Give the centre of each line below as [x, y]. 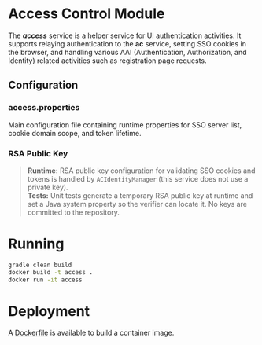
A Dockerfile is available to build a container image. [91, 333]
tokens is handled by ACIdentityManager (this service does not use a [138, 178]
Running [36, 244]
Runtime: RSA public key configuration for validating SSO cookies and [141, 171]
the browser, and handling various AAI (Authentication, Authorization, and [127, 52]
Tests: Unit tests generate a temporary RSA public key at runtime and [140, 195]
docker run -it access [45, 280]
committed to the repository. [74, 212]
